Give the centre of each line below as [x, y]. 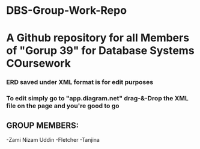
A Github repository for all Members [98, 38]
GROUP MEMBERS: [43, 125]
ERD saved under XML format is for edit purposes [80, 82]
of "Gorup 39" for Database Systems [100, 51]
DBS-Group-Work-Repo [67, 11]
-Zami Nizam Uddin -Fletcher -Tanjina [53, 140]
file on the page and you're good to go [63, 106]
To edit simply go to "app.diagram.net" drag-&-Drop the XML [97, 99]
